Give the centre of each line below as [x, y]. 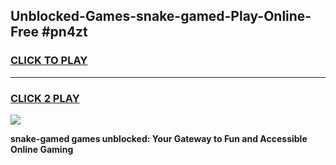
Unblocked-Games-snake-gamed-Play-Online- [161, 16]
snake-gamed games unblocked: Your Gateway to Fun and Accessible [159, 138]
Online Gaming [42, 149]
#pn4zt [64, 32]
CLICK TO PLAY [49, 61]
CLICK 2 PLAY [45, 98]
